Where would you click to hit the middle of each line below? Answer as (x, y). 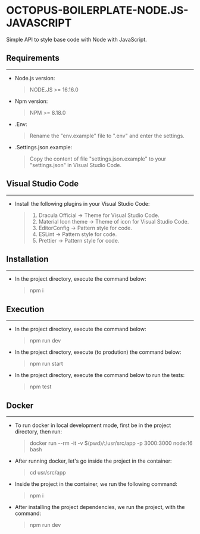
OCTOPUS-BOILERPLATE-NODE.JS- (97, 10)
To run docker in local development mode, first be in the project (93, 425)
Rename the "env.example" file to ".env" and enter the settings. (107, 136)
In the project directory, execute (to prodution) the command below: (98, 352)
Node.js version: (35, 78)
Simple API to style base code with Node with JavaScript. (76, 39)
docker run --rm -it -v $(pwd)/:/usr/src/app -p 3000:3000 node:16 (111, 443)
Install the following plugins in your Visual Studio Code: (82, 203)
